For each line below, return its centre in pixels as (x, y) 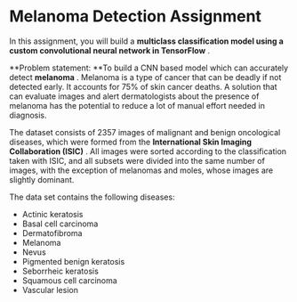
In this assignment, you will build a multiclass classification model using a (147, 41)
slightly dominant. (42, 179)
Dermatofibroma (52, 233)
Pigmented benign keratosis (73, 261)
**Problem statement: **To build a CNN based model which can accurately (149, 68)
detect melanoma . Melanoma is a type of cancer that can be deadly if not (145, 77)
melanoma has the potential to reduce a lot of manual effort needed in (137, 105)
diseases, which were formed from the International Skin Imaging (130, 142)
